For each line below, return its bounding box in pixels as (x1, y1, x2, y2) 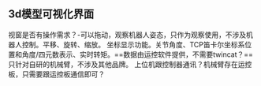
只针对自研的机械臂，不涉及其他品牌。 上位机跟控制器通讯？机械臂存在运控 (8, 59, 252, 69)
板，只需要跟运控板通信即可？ (8, 69, 105, 79)
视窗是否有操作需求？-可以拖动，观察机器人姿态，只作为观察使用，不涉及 (8, 30, 247, 39)
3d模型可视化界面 (8, 7, 95, 21)
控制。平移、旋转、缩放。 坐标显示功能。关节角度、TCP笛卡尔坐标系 (21, 39, 245, 49)
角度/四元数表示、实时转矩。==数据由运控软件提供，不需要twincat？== (21, 50, 254, 59)
